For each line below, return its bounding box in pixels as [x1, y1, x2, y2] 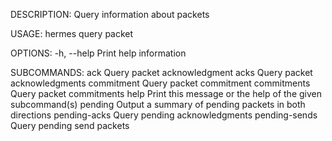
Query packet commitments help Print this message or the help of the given [10, 88, 322, 99]
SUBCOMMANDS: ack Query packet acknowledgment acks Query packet [10, 67, 313, 78]
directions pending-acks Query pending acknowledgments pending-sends [10, 109, 318, 121]
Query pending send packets [10, 120, 130, 131]
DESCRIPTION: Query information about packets [10, 9, 210, 20]
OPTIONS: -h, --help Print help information [10, 47, 187, 59]
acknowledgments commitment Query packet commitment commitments [10, 77, 311, 89]
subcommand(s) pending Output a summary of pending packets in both [10, 99, 306, 110]
